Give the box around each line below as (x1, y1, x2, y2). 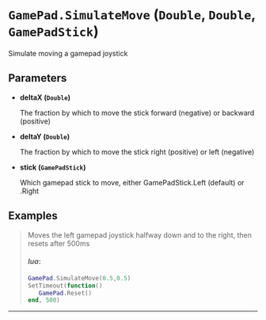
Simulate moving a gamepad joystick (8, 48, 128, 58)
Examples (8, 209, 58, 223)
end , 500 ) (27, 296, 61, 304)
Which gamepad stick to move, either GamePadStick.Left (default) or (19, 177, 245, 187)
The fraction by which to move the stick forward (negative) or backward (19, 108, 255, 117)
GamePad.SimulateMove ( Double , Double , (8, 6, 256, 24)
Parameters (8, 71, 67, 85)
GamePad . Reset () (38, 289, 93, 297)
